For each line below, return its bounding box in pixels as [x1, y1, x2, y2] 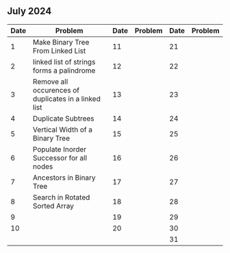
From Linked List [33, 46, 86, 56]
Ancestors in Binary [33, 173, 96, 182]
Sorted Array [33, 201, 74, 210]
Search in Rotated [33, 192, 90, 202]
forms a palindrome [33, 65, 96, 75]
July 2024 [7, 5, 52, 17]
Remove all [33, 77, 68, 86]
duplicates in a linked [33, 94, 101, 104]
